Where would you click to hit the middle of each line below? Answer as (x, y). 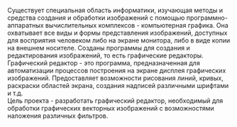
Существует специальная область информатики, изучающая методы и (115, 10)
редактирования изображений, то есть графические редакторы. (105, 55)
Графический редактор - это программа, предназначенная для (104, 63)
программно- (207, 18)
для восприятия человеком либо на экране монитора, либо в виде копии (119, 40)
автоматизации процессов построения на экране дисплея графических (117, 71)
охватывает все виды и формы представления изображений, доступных (117, 33)
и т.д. (15, 93)
